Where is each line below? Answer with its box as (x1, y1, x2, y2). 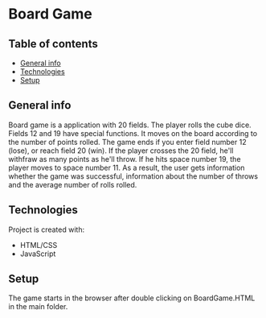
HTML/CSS (19, 240, 58, 250)
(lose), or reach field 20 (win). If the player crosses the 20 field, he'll (8, 146, 234, 155)
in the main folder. (8, 302, 68, 312)
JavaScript (19, 249, 56, 258)
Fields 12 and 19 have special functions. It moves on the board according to (8, 128, 258, 138)
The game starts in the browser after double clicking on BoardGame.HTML (8, 293, 256, 303)
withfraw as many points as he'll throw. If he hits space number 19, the (8, 154, 241, 163)
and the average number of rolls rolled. (8, 180, 137, 189)
